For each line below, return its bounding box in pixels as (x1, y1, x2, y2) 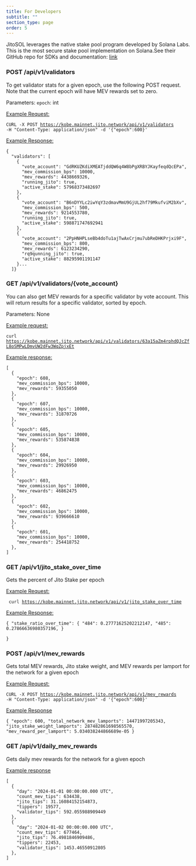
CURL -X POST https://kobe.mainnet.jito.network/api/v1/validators (6, 121, 174, 128)
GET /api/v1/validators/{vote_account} (6, 279, 119, 287)
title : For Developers (6, 8, 61, 15)
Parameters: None (6, 310, 50, 317)
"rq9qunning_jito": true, (21, 251, 85, 256)
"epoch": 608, (16, 375, 51, 381)
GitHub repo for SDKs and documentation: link (6, 53, 118, 60)
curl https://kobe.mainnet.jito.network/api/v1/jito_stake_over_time (8, 599, 182, 605)
